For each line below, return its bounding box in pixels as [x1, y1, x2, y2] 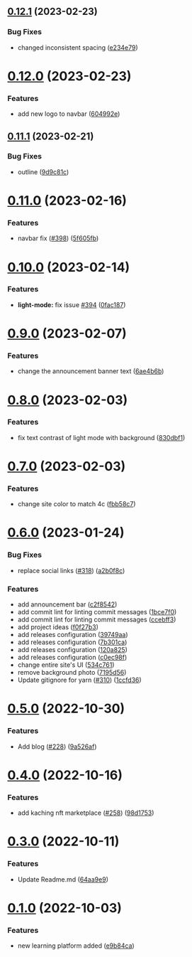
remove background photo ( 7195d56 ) [17, 668, 127, 677]
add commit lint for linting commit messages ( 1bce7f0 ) [17, 608, 177, 616]
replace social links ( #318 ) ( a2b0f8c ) [17, 566, 125, 574]
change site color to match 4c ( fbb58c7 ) [17, 500, 136, 508]
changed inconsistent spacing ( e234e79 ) [17, 43, 138, 52]
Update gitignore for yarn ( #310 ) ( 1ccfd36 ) [17, 675, 142, 685]
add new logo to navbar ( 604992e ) [17, 109, 120, 118]
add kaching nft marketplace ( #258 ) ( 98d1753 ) [17, 808, 154, 817]
